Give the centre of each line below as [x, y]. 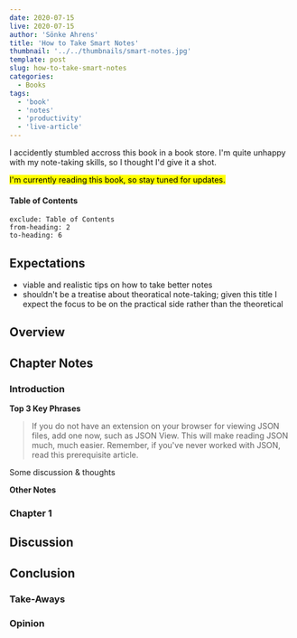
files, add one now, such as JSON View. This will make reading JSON [160, 436]
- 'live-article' [50, 127]
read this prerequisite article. [85, 455]
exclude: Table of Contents [62, 220]
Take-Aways [37, 599]
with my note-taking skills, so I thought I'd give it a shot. [113, 162]
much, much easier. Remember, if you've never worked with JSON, [156, 446]
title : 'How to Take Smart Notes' [74, 43]
